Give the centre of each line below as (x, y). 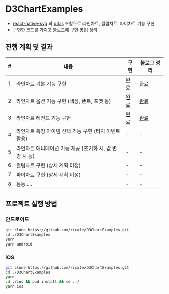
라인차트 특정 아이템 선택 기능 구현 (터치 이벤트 (68, 131)
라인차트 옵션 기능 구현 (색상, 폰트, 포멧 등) (63, 101)
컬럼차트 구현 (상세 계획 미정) (49, 165)
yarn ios (14, 286)
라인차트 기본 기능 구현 (41, 84)
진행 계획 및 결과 (29, 47)
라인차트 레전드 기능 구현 (44, 118)
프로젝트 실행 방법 (31, 204)
